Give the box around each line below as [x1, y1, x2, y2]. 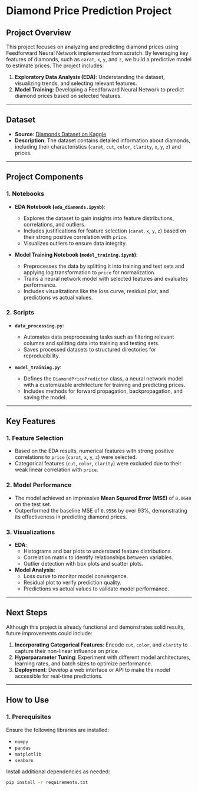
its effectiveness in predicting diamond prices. [14, 513, 127, 520]
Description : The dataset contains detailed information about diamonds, [14, 137, 190, 144]
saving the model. [23, 393, 67, 401]
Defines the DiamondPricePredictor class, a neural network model [23, 375, 183, 382]
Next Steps [6, 608, 48, 618]
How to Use [6, 695, 49, 705]
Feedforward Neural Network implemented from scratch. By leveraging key [6, 50, 189, 57]
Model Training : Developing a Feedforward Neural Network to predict [14, 86, 184, 93]
